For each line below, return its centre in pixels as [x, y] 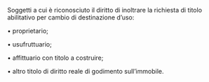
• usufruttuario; [30, 44]
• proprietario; [28, 31]
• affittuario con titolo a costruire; [55, 58]
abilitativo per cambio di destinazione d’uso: [71, 17]
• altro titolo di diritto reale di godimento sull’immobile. [86, 71]
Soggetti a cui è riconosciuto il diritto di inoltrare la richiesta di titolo [104, 10]
